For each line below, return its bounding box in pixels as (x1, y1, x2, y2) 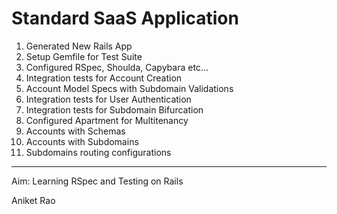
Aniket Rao (11, 194, 56, 206)
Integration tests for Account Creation (25, 72, 183, 84)
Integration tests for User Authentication (25, 93, 192, 105)
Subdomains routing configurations (25, 146, 172, 158)
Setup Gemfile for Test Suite (25, 50, 143, 62)
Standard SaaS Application (11, 7, 239, 30)
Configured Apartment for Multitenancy (25, 114, 189, 126)
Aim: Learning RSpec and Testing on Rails (11, 175, 184, 187)
